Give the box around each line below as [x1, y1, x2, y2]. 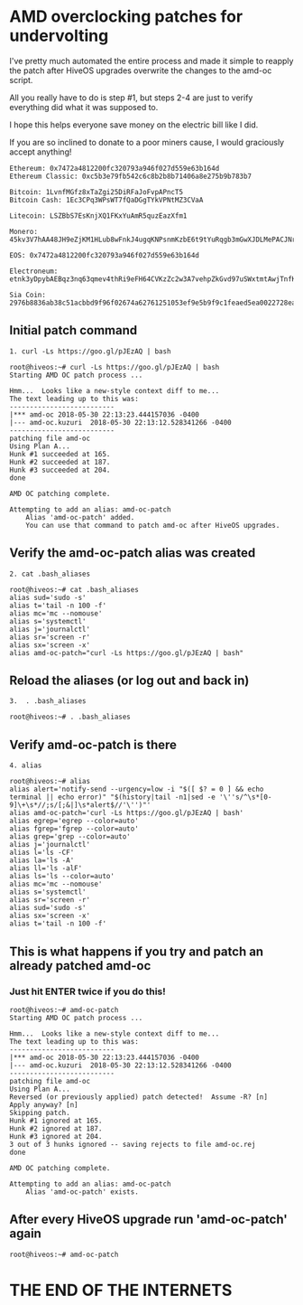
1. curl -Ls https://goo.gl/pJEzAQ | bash [9, 346, 171, 356]
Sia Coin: [9, 290, 47, 299]
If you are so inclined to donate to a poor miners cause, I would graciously [9, 136, 285, 147]
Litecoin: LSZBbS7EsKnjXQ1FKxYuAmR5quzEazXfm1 [9, 211, 188, 221]
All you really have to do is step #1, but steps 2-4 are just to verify [9, 92, 253, 103]
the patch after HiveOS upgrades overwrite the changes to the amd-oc [9, 65, 272, 76]
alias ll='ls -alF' [9, 864, 83, 873]
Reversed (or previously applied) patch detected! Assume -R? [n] [9, 1092, 269, 1102]
